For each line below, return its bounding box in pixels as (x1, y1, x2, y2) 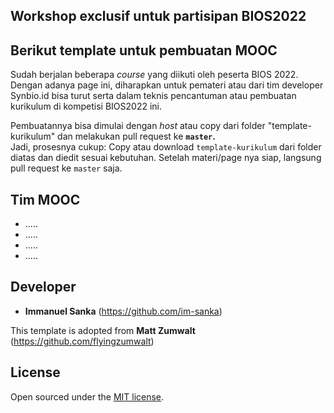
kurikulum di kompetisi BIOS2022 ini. (10, 100, 163, 113)
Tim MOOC (10, 191, 81, 208)
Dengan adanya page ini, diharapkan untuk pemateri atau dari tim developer (10, 79, 324, 91)
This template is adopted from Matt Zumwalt (10, 324, 196, 336)
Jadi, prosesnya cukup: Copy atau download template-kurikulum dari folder (10, 141, 322, 153)
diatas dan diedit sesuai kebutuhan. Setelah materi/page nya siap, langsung (10, 152, 322, 164)
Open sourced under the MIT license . (10, 390, 165, 403)
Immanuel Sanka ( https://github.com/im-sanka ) (24, 305, 223, 317)
